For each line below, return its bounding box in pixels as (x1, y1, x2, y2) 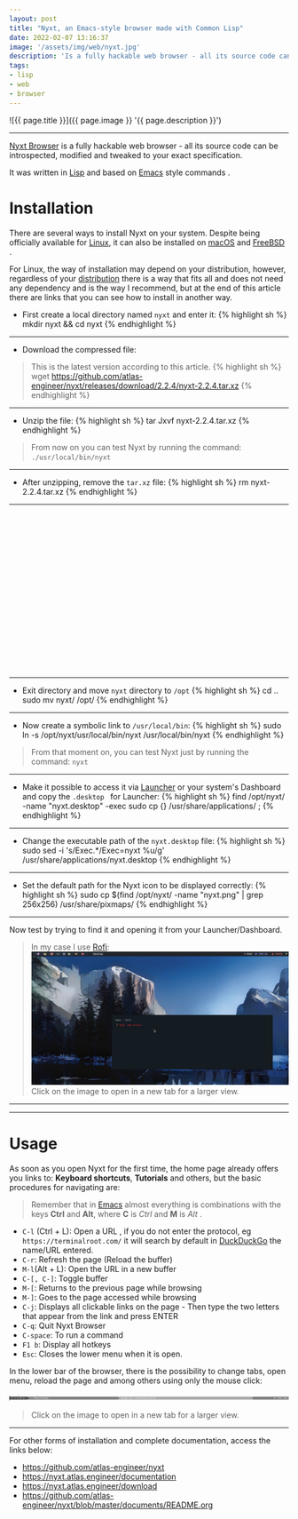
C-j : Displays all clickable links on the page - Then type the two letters (21, 1301, 279, 1312)
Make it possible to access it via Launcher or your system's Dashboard (21, 782, 281, 792)
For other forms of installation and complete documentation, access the (9, 1435, 271, 1445)
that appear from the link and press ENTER (21, 1310, 179, 1321)
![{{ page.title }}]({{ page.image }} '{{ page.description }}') (9, 115, 222, 125)
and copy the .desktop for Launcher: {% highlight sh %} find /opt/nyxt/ (21, 791, 286, 801)
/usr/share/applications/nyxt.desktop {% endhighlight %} (21, 854, 231, 865)
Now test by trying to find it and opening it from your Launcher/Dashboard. (9, 924, 283, 934)
